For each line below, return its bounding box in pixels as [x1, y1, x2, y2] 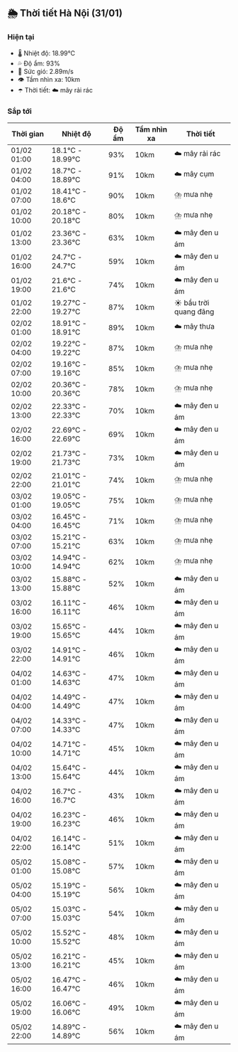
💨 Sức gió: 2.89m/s [17, 67, 74, 75]
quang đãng [174, 307, 215, 317]
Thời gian [11, 129, 45, 139]
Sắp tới [7, 106, 32, 116]
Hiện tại [7, 32, 35, 42]
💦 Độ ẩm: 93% [17, 59, 60, 68]
